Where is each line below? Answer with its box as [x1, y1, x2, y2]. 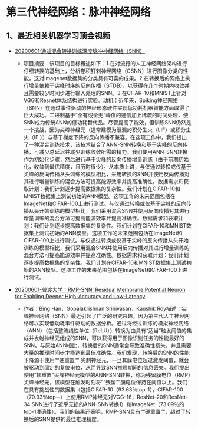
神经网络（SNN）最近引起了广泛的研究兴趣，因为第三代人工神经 [28, 312, 184, 319]
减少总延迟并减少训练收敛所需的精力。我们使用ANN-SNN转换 [39, 149, 188, 155]
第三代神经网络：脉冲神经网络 [6, 5, 151, 19]
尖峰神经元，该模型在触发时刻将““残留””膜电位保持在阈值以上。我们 [23, 378, 188, 386]
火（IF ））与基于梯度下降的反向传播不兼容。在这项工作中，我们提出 [23, 134, 187, 140]
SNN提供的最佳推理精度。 [39, 416, 102, 422]
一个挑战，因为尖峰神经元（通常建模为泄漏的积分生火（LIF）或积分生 [23, 126, 192, 133]
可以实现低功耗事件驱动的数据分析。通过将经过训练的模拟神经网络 [28, 320, 189, 327]
